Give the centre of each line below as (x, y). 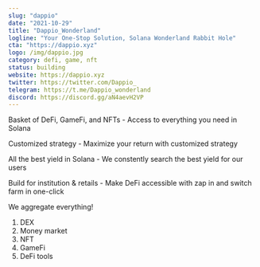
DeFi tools (36, 257)
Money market (43, 231)
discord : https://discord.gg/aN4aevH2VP (76, 97)
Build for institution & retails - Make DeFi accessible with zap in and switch (130, 183)
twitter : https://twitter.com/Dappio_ (72, 82)
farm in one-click (36, 191)
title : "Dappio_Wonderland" (55, 30)
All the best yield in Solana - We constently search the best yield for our (126, 159)
